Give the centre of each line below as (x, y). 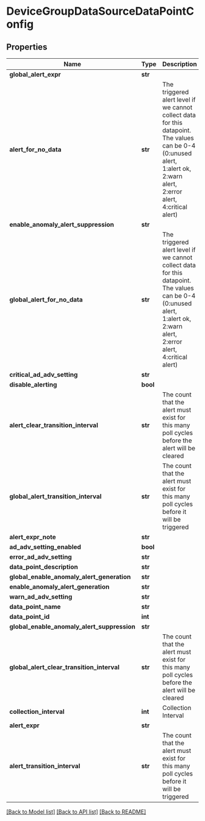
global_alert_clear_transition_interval (65, 667)
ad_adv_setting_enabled (45, 547)
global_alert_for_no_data (46, 300)
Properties (27, 47)
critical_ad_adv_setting (44, 375)
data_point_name (35, 607)
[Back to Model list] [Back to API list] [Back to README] (76, 812)
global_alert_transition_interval (56, 496)
